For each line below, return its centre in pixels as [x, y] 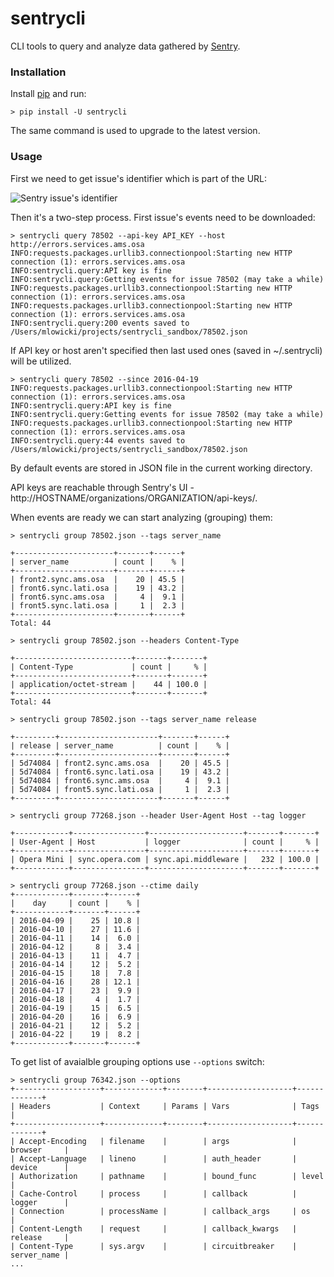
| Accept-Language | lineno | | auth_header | [154, 1158]
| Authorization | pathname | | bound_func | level [167, 1176]
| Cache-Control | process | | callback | [154, 1193]
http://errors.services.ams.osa [77, 244]
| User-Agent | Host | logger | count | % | [165, 842]
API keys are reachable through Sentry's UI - [102, 487]
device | [40, 1167]
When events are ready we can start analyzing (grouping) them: [141, 517]
